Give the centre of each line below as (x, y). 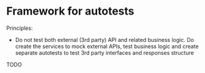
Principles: (20, 28)
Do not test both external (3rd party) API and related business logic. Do (104, 40)
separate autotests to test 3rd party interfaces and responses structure (104, 52)
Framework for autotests (70, 11)
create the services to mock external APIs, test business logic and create (107, 46)
